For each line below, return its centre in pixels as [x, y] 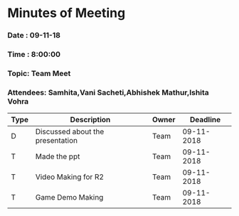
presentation [57, 141]
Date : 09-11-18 [34, 36]
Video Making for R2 [70, 177]
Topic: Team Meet [39, 73]
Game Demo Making [69, 198]
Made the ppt [58, 156]
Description [90, 120]
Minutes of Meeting [67, 13]
